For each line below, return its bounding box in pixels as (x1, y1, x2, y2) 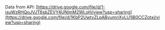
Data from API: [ (5, 4, 38, 10)
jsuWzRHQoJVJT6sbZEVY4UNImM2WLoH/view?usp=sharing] (5, 9, 132, 15)
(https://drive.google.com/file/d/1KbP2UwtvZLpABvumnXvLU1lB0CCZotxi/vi (5, 15, 160, 20)
